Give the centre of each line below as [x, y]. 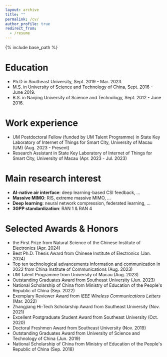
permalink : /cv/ [22, 19]
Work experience [42, 123]
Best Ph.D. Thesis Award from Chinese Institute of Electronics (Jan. [82, 253]
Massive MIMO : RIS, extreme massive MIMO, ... [61, 198]
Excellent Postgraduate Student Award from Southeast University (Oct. [85, 317]
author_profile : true [28, 24]
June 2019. [24, 92]
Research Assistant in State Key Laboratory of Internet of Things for [82, 153]
